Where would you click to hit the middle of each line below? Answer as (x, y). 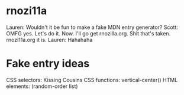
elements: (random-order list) (42, 86)
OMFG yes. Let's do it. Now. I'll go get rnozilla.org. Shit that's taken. (88, 33)
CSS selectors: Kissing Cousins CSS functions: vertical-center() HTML (92, 80)
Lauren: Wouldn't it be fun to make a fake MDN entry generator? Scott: (92, 27)
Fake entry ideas (48, 64)
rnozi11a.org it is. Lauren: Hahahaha (49, 40)
